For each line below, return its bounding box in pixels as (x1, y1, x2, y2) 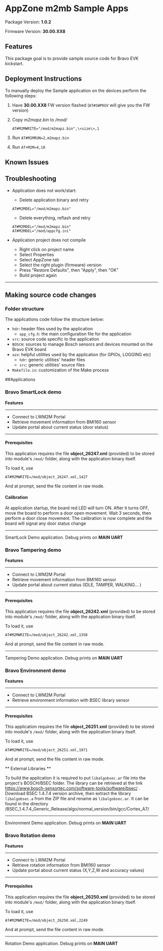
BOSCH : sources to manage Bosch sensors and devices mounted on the (12, 341, 153, 347)
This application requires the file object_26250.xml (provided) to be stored (5, 894, 155, 899)
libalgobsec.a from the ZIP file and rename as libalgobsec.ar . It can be (5, 795, 149, 802)
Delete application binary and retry (19, 197, 89, 203)
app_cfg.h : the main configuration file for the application (19, 331, 132, 337)
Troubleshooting (5, 174, 57, 183)
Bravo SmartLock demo (5, 389, 62, 396)
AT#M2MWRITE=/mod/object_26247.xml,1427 (5, 474, 88, 479)
